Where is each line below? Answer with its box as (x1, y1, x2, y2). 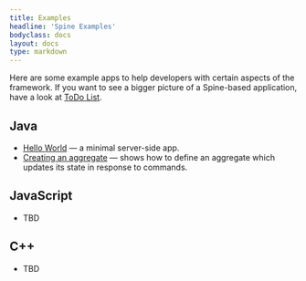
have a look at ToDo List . (9, 92, 102, 103)
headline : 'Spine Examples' (9, 22, 117, 31)
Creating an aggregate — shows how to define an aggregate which (22, 151, 276, 162)
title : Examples (9, 13, 71, 23)
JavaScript (9, 188, 73, 203)
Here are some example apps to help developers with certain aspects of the (9, 72, 295, 83)
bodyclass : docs (9, 30, 71, 39)
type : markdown (9, 47, 68, 57)
